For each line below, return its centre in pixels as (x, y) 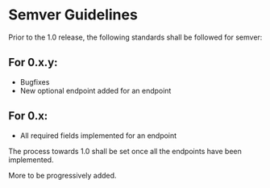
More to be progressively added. (62, 175)
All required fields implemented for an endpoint (98, 136)
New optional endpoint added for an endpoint (96, 90)
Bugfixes (35, 81)
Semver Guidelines (73, 15)
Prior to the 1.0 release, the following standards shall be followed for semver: (135, 37)
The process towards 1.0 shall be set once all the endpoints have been (125, 151)
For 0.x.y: (33, 63)
